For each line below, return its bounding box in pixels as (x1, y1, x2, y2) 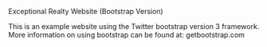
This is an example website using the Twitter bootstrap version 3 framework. (8, 22, 260, 31)
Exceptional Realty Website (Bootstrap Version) (8, 7, 163, 16)
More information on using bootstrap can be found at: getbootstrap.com (8, 31, 245, 39)
